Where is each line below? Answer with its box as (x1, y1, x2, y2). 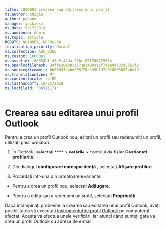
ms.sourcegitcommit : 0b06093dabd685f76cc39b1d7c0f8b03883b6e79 (5, 68, 139, 73)
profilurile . (12, 154, 35, 160)
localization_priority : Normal (5, 44, 70, 49)
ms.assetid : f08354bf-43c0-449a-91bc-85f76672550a (5, 58, 112, 63)
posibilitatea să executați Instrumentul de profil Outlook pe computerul (5, 208, 149, 214)
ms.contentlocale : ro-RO (5, 76, 57, 81)
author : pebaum (5, 16, 37, 21)
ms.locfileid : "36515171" (5, 85, 59, 91)
